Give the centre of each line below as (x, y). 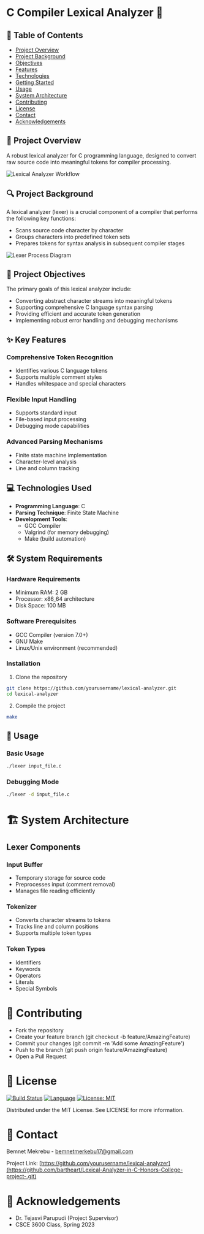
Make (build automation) (55, 538)
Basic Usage (25, 753)
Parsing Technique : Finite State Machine (67, 512)
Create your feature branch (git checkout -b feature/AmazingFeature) (103, 1037)
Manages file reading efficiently (55, 891)
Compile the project (40, 706)
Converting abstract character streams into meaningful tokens (94, 301)
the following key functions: (41, 218)
